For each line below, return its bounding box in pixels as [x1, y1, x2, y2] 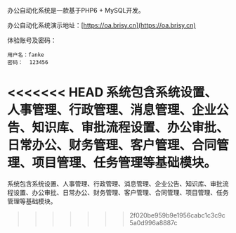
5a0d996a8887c [129, 218, 178, 227]
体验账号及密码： [7, 36, 57, 44]
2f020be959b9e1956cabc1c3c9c [129, 210, 226, 220]
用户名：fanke [7, 51, 44, 58]
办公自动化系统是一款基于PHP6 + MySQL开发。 [7, 6, 145, 14]
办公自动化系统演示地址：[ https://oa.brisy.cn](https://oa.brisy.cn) [7, 21, 196, 30]
